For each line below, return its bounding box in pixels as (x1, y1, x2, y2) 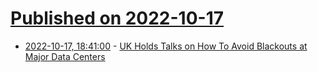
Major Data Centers (24, 50, 106, 62)
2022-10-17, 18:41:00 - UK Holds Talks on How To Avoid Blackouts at (24, 40, 308, 52)
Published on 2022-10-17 (10, 7, 225, 30)
